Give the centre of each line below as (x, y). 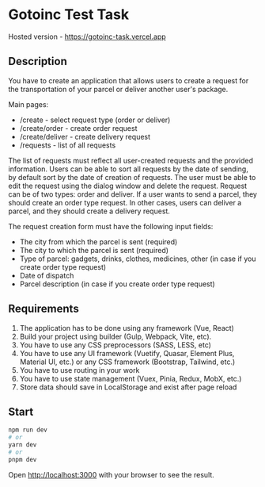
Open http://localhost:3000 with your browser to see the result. (112, 474)
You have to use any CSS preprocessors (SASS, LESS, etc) (115, 345)
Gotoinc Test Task (69, 15)
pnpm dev (23, 459)
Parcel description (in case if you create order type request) (117, 284)
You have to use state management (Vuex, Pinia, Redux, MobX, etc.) (131, 378)
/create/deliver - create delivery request (85, 136)
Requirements (44, 309)
